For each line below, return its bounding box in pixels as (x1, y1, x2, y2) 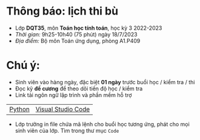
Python (9, 105, 30, 113)
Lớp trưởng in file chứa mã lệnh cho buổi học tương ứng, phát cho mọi (15, 120, 190, 128)
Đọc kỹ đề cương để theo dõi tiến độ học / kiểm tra (15, 85, 143, 92)
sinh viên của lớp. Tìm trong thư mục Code (15, 127, 119, 134)
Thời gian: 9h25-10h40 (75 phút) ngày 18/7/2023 (15, 30, 138, 38)
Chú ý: (6, 59, 41, 72)
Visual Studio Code (35, 105, 90, 113)
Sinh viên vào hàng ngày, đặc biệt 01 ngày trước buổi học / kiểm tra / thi (15, 78, 195, 85)
